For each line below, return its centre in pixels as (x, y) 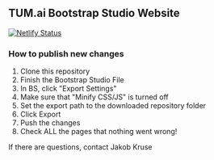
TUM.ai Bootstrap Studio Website (94, 13)
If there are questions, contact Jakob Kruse (80, 147)
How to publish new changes (66, 53)
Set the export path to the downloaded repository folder (113, 106)
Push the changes (50, 123)
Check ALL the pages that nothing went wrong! (99, 132)
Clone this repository (55, 71)
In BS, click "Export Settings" (68, 89)
